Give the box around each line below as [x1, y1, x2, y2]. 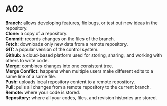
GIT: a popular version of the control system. [5, 46, 99, 52]
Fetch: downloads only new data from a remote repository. [5, 41, 128, 47]
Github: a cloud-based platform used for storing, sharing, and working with [5, 51, 162, 58]
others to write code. [5, 57, 49, 63]
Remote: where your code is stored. [5, 89, 80, 95]
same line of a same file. [5, 73, 56, 79]
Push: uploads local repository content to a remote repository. [5, 79, 135, 85]
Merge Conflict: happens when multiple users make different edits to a [5, 68, 153, 74]
